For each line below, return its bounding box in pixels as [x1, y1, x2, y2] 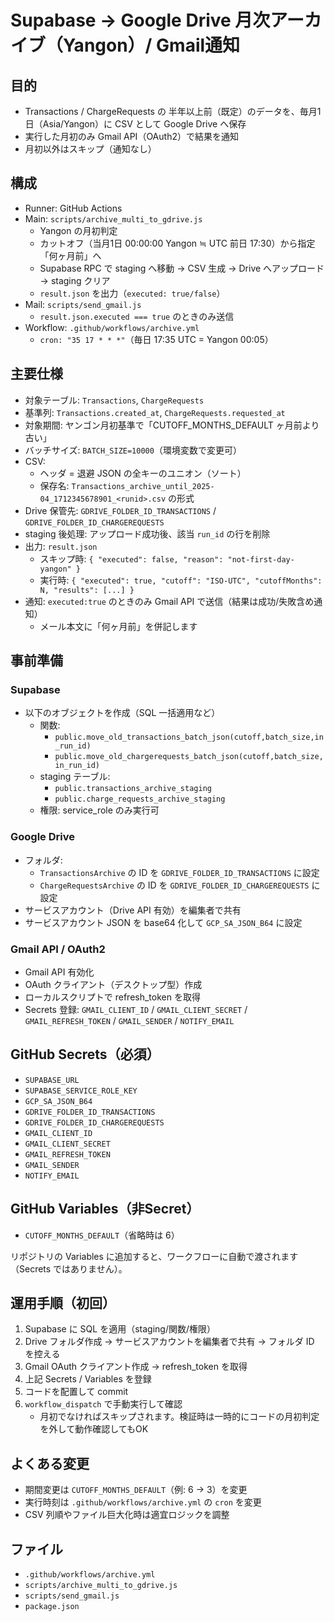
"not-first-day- [227, 554, 295, 565]
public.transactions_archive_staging [54, 784, 212, 794]
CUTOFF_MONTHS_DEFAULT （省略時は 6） [24, 1229, 180, 1241]
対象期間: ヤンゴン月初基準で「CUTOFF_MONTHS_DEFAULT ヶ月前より [24, 419, 320, 431]
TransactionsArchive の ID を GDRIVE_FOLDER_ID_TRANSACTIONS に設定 [39, 866, 320, 878]
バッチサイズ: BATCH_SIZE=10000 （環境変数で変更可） [24, 444, 242, 456]
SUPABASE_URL [24, 1075, 80, 1085]
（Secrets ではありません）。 [10, 1262, 128, 1275]
